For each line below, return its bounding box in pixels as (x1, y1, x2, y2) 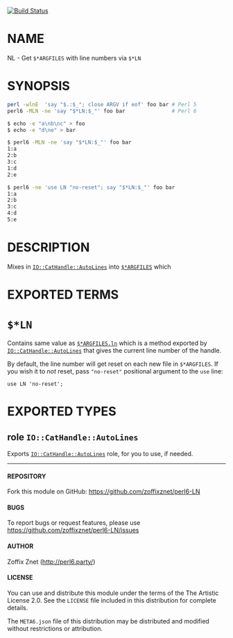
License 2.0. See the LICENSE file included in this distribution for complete (7, 596, 216, 604)
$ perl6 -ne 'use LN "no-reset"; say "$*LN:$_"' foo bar (7, 184, 175, 191)
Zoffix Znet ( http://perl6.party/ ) (7, 557, 96, 566)
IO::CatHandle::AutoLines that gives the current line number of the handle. (7, 346, 222, 354)
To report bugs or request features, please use (7, 519, 141, 527)
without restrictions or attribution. (7, 624, 103, 632)
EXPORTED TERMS (7, 287, 119, 302)
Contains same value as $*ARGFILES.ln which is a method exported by (7, 339, 207, 347)
